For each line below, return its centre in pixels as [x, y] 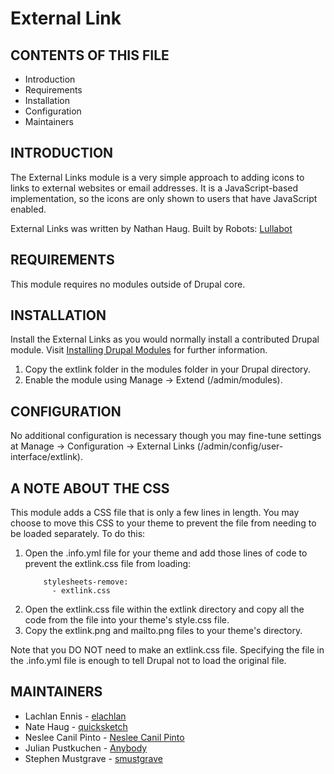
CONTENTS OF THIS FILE [90, 55]
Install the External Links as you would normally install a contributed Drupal [165, 339]
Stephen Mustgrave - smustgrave [93, 758]
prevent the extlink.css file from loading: [108, 564]
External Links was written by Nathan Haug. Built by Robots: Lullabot [151, 228]
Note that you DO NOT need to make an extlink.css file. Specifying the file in [167, 650]
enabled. [28, 209]
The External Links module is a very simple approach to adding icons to [157, 177]
